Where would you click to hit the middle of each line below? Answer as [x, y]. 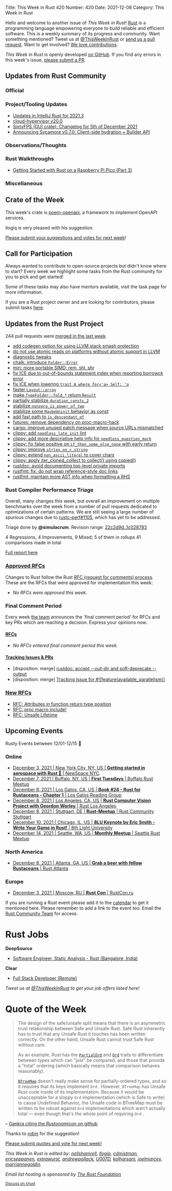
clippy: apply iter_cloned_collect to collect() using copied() [74, 460]
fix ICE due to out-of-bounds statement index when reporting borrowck [88, 373]
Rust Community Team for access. [42, 914]
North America [24, 852]
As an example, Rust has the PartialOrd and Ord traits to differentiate [90, 1055]
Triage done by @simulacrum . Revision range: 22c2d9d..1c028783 [76, 527]
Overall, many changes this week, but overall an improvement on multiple [82, 501]
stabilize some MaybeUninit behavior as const [61, 412]
